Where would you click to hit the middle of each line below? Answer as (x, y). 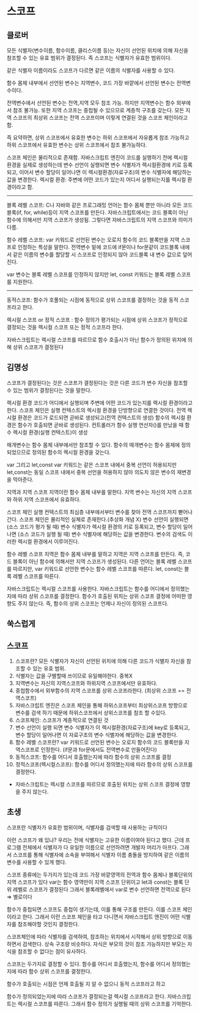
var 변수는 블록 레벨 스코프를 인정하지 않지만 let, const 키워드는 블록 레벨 (91, 274)
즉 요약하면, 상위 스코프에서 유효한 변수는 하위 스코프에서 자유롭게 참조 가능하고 (98, 138)
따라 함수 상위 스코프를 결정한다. (55, 971)
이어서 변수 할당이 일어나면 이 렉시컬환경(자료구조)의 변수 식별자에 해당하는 (105, 172)
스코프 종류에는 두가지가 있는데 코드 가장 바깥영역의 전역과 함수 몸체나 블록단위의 (100, 874)
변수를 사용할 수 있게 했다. (37, 862)
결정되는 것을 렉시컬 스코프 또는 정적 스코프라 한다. (65, 327)
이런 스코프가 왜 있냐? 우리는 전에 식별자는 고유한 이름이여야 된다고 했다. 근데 (95, 840)
